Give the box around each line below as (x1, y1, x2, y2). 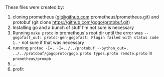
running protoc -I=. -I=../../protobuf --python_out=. (12, 45, 129, 50)
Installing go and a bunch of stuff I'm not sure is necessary (12, 24, 134, 30)
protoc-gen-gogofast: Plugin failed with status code (44, 35, 159, 40)
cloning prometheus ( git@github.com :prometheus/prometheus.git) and (12, 14, 159, 19)
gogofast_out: (12, 35, 42, 40)
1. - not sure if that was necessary (12, 39, 84, 45)
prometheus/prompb (12, 56, 51, 61)
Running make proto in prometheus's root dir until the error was (12, 30, 143, 35)
